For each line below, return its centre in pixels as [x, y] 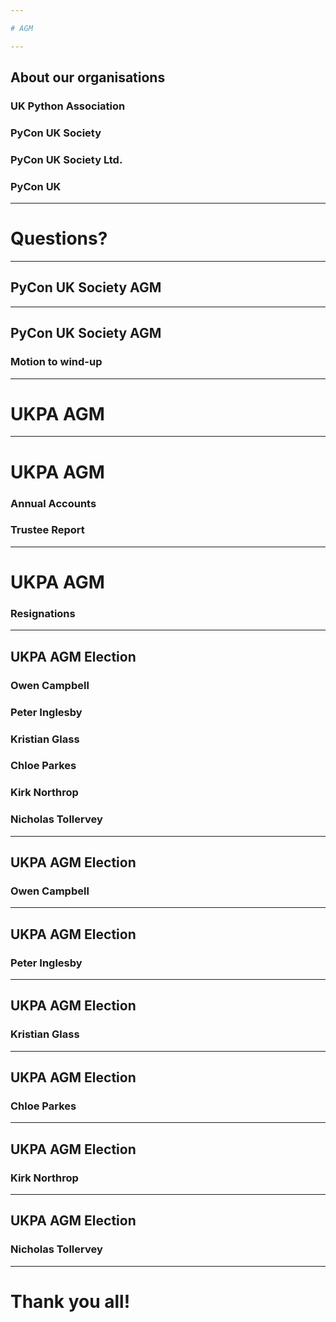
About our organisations [88, 77]
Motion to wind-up [56, 362]
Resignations [43, 613]
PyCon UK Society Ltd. [66, 159]
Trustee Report [47, 530]
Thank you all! [70, 1301]
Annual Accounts [53, 503]
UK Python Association [68, 106]
